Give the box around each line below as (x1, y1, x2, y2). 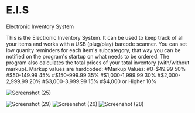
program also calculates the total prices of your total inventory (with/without (6, 59, 190, 66)
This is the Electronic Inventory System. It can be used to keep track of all (6, 34, 184, 41)
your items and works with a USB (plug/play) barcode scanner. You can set (6, 40, 187, 47)
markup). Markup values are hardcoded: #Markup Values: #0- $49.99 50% (6, 65, 186, 72)
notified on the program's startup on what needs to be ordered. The (6, 53, 170, 60)
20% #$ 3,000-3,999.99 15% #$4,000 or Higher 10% (29, 77, 157, 85)
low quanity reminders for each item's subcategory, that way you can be (6, 46, 181, 53)
